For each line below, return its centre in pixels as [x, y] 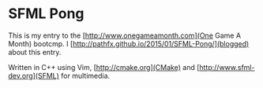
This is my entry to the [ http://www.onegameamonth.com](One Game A [125, 35]
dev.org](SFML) [34, 75]
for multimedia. [85, 75]
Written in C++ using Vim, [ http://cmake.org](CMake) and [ [104, 67]
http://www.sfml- [227, 67]
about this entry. [35, 52]
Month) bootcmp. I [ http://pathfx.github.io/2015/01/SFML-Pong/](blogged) [129, 43]
